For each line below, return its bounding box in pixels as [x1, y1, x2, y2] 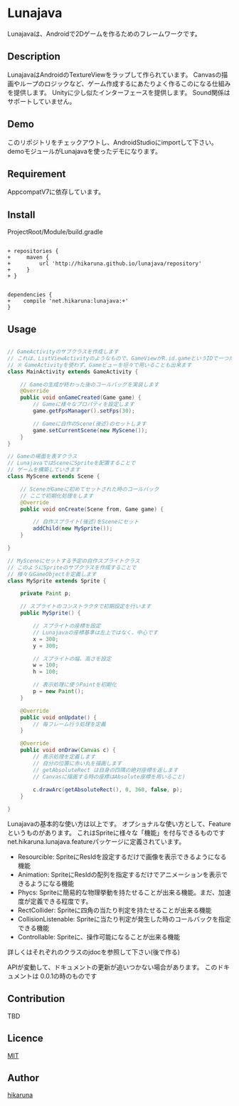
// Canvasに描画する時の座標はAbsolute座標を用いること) [33, 773, 186, 781]
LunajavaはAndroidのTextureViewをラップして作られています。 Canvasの [7, 70, 222, 79]
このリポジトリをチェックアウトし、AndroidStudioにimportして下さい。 [7, 137, 218, 147]
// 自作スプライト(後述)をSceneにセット [33, 518, 139, 526]
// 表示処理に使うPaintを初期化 [33, 682, 117, 689]
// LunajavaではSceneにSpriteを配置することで [7, 459, 136, 467]
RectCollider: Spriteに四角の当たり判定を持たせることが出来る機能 [17, 906, 212, 914]
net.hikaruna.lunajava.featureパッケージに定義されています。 [7, 838, 186, 845]
